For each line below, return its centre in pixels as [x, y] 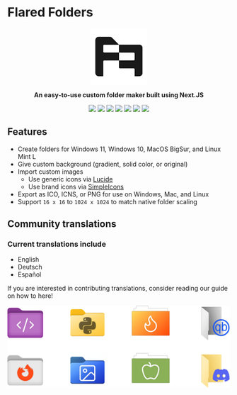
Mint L [27, 156]
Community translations [62, 224]
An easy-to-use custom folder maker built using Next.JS [119, 95]
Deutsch [30, 267]
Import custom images [50, 172]
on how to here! [30, 296]
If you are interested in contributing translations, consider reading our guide [118, 289]
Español [29, 274]
